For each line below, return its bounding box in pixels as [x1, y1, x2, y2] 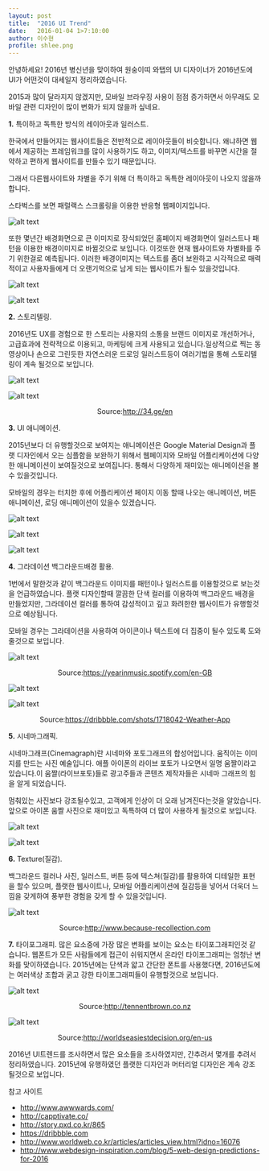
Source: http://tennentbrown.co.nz [79, 1002, 191, 1012]
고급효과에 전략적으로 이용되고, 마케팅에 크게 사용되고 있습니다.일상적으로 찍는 [8, 339, 253, 349]
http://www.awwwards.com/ [19, 1103, 115, 1112]
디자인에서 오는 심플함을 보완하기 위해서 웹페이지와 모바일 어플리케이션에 [16, 450, 245, 460]
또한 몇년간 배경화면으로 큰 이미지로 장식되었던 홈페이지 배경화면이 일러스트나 [8, 234, 251, 243]
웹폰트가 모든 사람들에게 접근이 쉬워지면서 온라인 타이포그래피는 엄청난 [31, 950, 253, 959]
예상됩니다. [22, 609, 59, 619]
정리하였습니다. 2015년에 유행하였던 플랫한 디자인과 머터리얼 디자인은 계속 [8, 1060, 241, 1070]
